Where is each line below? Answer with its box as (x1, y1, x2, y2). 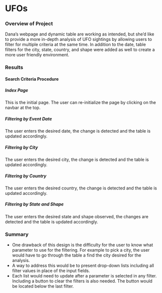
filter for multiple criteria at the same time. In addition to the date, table (5, 42, 146, 48)
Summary (5, 231, 29, 238)
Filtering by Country (5, 173, 47, 179)
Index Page (5, 87, 28, 93)
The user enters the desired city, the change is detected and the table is (5, 156, 149, 162)
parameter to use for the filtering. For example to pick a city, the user (12, 247, 150, 253)
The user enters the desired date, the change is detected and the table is (5, 128, 151, 134)
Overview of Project (5, 20, 53, 27)
